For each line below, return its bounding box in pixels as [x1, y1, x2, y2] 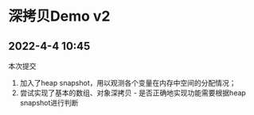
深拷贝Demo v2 [8, 7, 111, 25]
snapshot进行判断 [19, 98, 79, 107]
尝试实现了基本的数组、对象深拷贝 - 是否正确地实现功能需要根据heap [19, 88, 247, 98]
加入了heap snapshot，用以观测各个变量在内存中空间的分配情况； [19, 79, 236, 87]
